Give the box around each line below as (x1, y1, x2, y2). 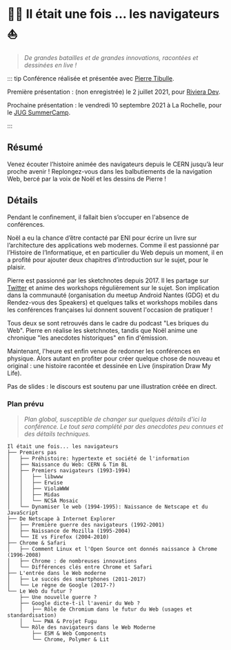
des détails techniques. (23, 429, 91, 438)
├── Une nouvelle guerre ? (19, 593, 97, 600)
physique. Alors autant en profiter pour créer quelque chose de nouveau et (7, 354, 221, 363)
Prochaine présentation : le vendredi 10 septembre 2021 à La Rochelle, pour (7, 101, 222, 109)
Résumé (7, 141, 43, 154)
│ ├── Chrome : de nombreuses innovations (7, 558, 137, 565)
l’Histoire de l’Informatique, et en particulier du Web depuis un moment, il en (7, 248, 223, 256)
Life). (7, 369, 22, 377)
